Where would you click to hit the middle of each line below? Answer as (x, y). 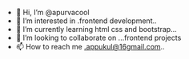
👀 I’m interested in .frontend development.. (86, 21)
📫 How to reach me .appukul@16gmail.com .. (90, 47)
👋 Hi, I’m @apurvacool (52, 12)
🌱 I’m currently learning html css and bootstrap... (97, 29)
